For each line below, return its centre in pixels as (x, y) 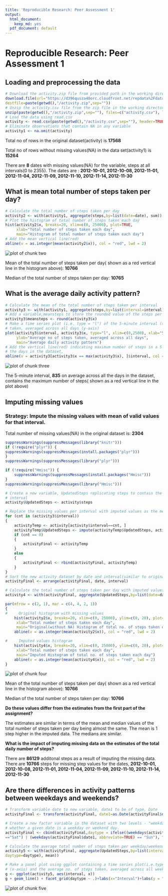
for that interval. (25, 422)
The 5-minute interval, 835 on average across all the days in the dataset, (80, 375)
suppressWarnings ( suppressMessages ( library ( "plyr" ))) (62, 461)
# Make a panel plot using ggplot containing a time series (69, 865)
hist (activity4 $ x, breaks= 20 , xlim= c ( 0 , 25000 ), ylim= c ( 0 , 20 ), (82, 646)
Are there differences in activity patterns (70, 790)
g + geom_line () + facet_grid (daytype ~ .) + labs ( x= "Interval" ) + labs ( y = (82, 878)
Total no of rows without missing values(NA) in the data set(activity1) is (78, 150)
